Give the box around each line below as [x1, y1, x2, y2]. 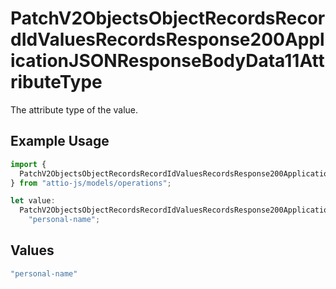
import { [10, 159, 47, 169]
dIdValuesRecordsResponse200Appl [10, 28, 325, 51]
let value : [10, 196, 56, 206]
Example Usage [10, 133, 110, 150]
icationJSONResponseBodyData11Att [10, 50, 325, 72]
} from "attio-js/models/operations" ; [10, 178, 172, 188]
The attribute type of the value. [10, 103, 139, 116]
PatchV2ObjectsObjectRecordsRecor [10, 7, 326, 30]
